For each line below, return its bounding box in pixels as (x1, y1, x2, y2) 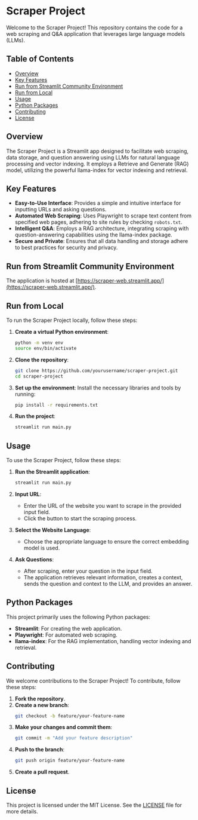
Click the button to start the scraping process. (23, 515, 137, 522)
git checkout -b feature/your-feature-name (14, 712, 125, 719)
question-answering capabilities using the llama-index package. (14, 231, 173, 238)
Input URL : (14, 490, 42, 497)
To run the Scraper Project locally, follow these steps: (6, 317, 138, 324)
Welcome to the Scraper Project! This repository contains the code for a (6, 24, 183, 31)
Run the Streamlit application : (14, 468, 91, 475)
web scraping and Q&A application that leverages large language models (6, 30, 185, 37)
